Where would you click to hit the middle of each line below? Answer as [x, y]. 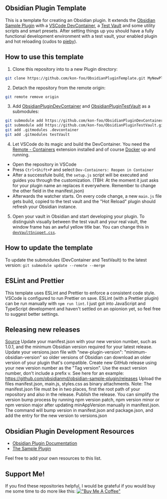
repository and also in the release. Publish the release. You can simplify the [82, 394]
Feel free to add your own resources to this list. [53, 458]
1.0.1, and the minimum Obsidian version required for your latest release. [79, 347]
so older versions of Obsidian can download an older [97, 358]
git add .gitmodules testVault [38, 134]
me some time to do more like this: [41, 491]
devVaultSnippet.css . [34, 232]
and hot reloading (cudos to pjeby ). [41, 41]
